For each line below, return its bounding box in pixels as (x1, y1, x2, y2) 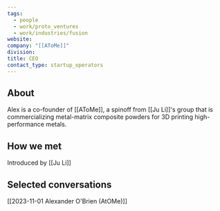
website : (7, 36, 33, 43)
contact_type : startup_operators (7, 62, 104, 68)
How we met (7, 140, 62, 152)
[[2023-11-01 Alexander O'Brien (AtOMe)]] (7, 197, 128, 205)
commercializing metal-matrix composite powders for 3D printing (7, 113, 194, 121)
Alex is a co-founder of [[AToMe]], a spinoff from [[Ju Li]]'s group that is (7, 105, 213, 114)
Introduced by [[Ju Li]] (7, 158, 71, 167)
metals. (46, 120, 67, 129)
